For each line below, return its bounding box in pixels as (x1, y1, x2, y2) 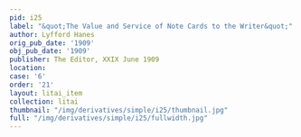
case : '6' (9, 72, 47, 81)
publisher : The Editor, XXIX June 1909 (9, 55, 160, 64)
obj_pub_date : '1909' (9, 47, 91, 56)
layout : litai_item (9, 88, 83, 97)
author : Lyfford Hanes (9, 30, 95, 39)
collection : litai (9, 96, 79, 106)
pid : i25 (9, 13, 42, 23)
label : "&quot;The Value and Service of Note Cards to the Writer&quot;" (9, 22, 294, 31)
